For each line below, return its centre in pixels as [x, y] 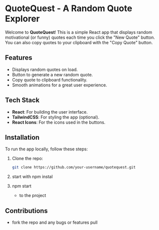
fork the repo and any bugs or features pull [55, 222]
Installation [22, 137]
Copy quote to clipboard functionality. [50, 80]
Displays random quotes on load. [45, 69]
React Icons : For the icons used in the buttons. [58, 122]
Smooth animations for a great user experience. [59, 85]
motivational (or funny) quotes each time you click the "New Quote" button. [80, 37]
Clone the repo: [28, 159]
